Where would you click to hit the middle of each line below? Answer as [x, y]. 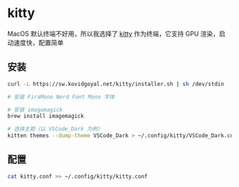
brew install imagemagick [46, 116]
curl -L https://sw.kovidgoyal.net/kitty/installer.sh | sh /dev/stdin [116, 84]
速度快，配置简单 [38, 42]
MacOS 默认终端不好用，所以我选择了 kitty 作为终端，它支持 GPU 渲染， [113, 33]
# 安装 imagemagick [35, 109]
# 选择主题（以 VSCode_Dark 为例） [55, 129]
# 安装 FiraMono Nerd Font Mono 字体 [61, 97]
